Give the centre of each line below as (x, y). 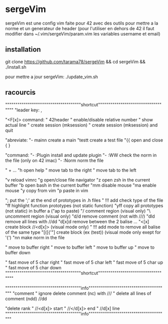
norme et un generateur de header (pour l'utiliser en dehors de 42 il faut (80, 28)
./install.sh (16, 67)
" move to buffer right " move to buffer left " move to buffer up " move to (80, 247)
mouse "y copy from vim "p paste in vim (47, 190)
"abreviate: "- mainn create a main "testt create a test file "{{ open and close (84, 140)
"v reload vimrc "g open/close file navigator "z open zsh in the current (78, 180)
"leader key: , (29, 110)
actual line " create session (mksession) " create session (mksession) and (81, 125)
